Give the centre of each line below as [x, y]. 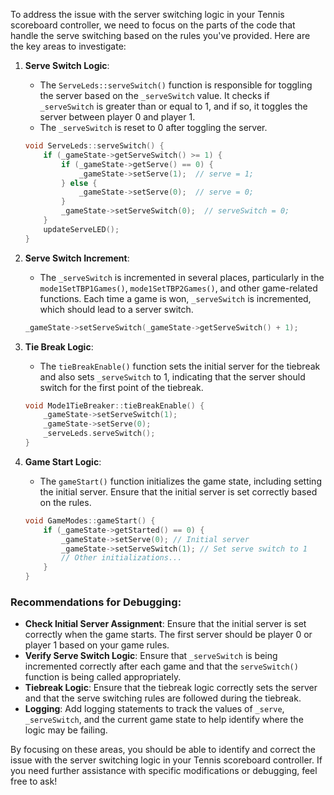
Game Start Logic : [63, 461]
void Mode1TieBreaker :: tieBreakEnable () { [114, 405]
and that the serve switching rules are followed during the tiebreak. [163, 698]
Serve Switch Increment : [77, 258]
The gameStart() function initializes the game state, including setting [180, 481]
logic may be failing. [66, 730]
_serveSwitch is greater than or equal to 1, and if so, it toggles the [173, 106]
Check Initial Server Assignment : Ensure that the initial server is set [165, 624]
